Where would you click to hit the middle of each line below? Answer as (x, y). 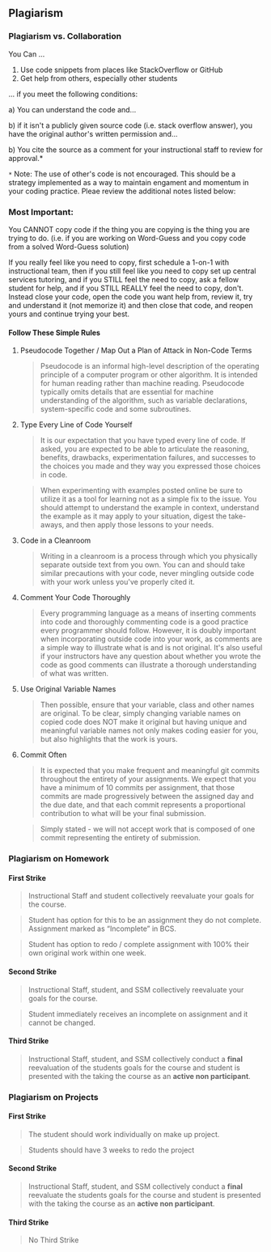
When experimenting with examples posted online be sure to (141, 491)
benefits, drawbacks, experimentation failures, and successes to (148, 458)
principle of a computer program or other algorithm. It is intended (149, 374)
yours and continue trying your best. (69, 314)
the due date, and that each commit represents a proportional (143, 805)
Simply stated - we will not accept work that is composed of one (148, 829)
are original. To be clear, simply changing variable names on (140, 713)
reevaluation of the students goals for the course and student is (134, 1068)
